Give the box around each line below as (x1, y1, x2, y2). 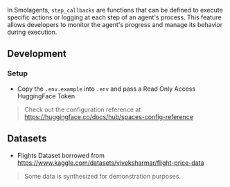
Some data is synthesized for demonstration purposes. (24, 172, 182, 180)
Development (7, 48, 67, 60)
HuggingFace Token (17, 91, 75, 100)
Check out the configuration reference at (24, 105, 141, 114)
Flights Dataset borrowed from (17, 151, 105, 159)
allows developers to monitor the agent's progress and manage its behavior (7, 21, 223, 28)
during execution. (7, 28, 57, 36)
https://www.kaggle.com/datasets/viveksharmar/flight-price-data (17, 159, 204, 167)
